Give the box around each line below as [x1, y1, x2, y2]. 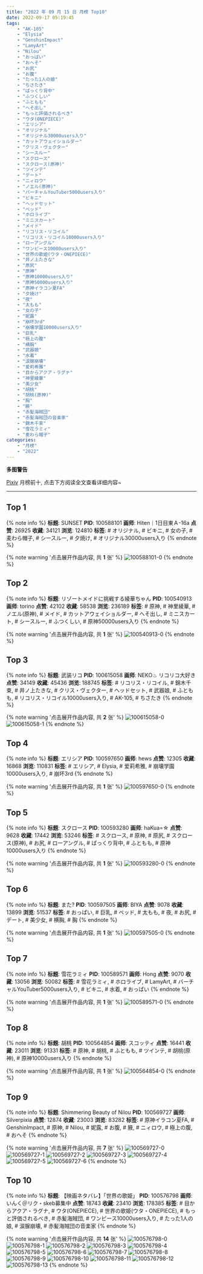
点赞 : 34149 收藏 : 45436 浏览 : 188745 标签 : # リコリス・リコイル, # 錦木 [6, 679, 186, 687]
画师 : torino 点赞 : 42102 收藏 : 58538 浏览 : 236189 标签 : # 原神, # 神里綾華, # [6, 602, 196, 610]
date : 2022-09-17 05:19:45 [6, 15, 74, 21]
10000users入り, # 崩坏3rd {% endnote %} [6, 770, 114, 778]
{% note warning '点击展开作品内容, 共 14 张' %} [6, 1235, 127, 1242]
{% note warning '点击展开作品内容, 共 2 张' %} [6, 713, 124, 721]
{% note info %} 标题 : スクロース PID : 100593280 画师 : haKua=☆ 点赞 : [6, 824, 182, 831]
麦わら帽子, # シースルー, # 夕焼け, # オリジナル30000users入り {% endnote [6, 534, 197, 541]
